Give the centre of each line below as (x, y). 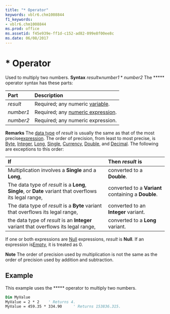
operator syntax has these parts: (39, 83)
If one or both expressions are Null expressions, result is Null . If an (75, 239)
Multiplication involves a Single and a (52, 170)
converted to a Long (132, 220)
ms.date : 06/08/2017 (27, 39)
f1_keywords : (19, 19)
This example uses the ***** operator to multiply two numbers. (71, 288)
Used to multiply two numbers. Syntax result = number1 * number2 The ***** (85, 77)
